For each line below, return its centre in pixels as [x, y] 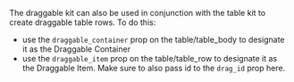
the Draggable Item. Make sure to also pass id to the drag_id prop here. [154, 68]
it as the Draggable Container [76, 49]
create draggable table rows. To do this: [83, 22]
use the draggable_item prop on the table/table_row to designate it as [150, 58]
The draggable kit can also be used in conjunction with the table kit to [138, 13]
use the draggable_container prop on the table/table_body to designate [153, 40]
